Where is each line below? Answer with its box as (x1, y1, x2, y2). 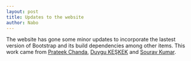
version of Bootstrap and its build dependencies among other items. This (6, 42, 186, 49)
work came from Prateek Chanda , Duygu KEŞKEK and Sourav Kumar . (6, 49, 176, 56)
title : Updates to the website (6, 14, 84, 20)
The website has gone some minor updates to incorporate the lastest (6, 36, 176, 43)
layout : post (6, 8, 39, 15)
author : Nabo (6, 20, 39, 25)
